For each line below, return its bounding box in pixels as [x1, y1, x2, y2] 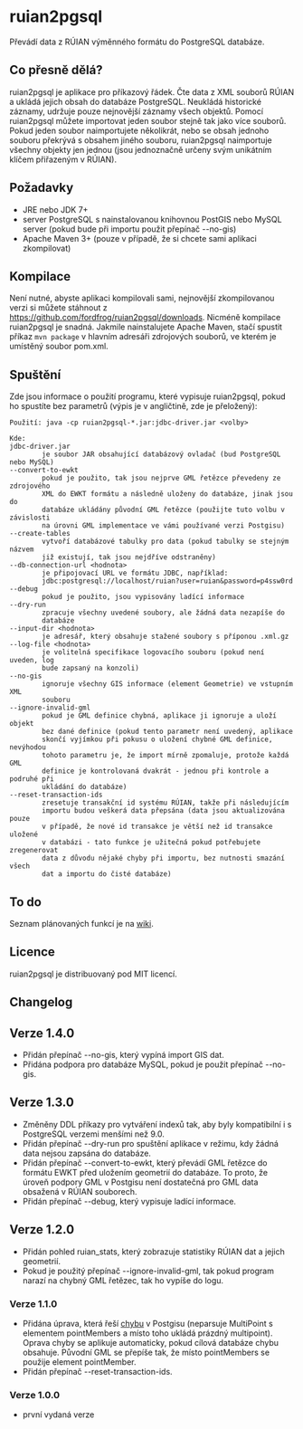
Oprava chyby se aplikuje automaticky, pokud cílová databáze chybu [22, 1337, 279, 1348]
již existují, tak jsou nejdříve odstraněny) [42, 553, 217, 562]
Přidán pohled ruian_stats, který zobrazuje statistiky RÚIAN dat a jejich [22, 1246, 285, 1257]
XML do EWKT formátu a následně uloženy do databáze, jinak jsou [42, 490, 294, 499]
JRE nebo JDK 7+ [22, 204, 89, 214]
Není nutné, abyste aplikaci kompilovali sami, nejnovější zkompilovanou [9, 292, 275, 304]
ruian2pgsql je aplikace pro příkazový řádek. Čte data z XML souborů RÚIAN [9, 86, 295, 97]
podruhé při [9, 775, 54, 784]
